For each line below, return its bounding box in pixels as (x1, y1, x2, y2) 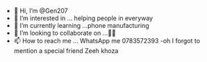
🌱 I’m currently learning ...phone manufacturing (13, 22, 149, 29)
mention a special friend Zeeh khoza (13, 47, 119, 55)
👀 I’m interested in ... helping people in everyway (13, 14, 154, 22)
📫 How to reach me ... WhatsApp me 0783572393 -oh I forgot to (13, 37, 200, 45)
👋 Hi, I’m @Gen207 (13, 7, 68, 15)
